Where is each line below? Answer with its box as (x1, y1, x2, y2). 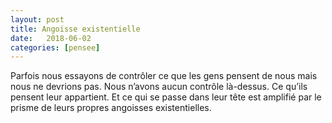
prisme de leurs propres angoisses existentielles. (10, 102, 212, 114)
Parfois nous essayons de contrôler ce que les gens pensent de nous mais (10, 70, 318, 82)
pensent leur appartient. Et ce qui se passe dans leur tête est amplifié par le (10, 91, 322, 103)
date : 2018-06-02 (10, 33, 92, 43)
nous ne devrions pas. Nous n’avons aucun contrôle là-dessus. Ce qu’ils (10, 81, 308, 93)
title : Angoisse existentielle (10, 24, 141, 34)
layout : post (10, 14, 65, 25)
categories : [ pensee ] (10, 42, 101, 53)
